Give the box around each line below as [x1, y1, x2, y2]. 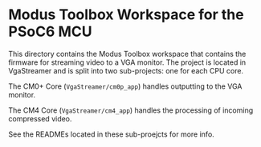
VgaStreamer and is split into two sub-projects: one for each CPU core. [8, 66, 243, 75]
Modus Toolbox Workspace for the [8, 6, 244, 24]
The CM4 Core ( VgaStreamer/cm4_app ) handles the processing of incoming [8, 105, 254, 115]
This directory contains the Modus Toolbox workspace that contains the [8, 49, 247, 58]
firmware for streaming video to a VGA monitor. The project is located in [8, 58, 247, 67]
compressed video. [8, 113, 72, 123]
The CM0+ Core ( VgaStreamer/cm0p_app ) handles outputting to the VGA [8, 81, 243, 91]
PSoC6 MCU [8, 22, 92, 41]
